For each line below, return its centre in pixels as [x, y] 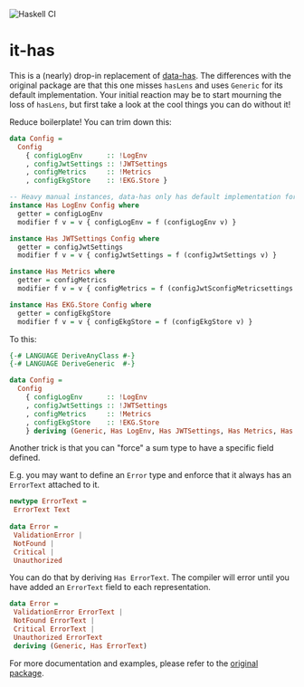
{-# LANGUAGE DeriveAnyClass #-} [72, 356]
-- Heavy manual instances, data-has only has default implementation [145, 197]
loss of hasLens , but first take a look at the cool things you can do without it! [150, 104]
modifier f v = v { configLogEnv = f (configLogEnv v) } [127, 222]
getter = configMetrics [62, 281]
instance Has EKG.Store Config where [81, 305]
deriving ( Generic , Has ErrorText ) [80, 646]
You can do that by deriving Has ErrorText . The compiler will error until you [149, 577]
